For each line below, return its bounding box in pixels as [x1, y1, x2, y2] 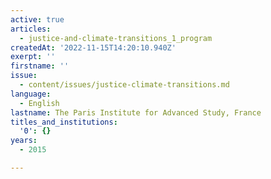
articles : [10, 24, 52, 34]
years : [10, 136, 38, 146]
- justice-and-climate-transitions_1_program [19, 33, 213, 43]
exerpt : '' [10, 52, 56, 62]
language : [10, 89, 52, 99]
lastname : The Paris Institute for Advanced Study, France [10, 107, 262, 118]
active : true [10, 14, 65, 25]
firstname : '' [10, 61, 70, 71]
